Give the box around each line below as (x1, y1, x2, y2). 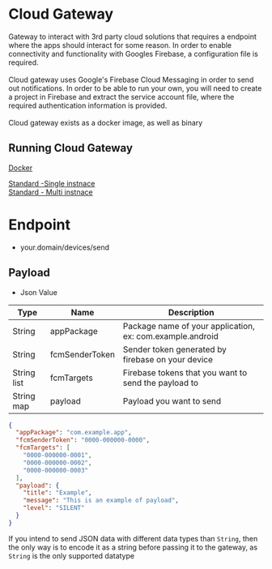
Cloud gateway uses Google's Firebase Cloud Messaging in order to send (8, 75, 254, 84)
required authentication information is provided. (8, 101, 168, 110)
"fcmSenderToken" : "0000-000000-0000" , (15, 436, 151, 444)
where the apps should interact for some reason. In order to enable (8, 40, 232, 49)
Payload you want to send (122, 395, 222, 406)
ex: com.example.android (122, 330, 219, 341)
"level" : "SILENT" (23, 504, 85, 512)
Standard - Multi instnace (8, 187, 93, 197)
